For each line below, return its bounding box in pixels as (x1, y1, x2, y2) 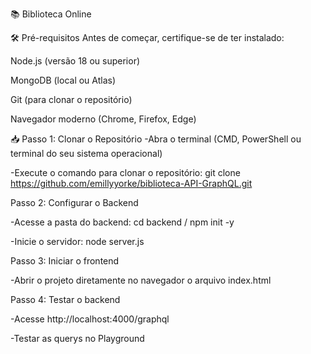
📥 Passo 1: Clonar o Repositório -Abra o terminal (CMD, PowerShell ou (10, 133, 302, 145)
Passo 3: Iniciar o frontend (10, 255, 120, 267)
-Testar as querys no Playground (10, 333, 145, 344)
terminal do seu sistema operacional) (10, 148, 163, 159)
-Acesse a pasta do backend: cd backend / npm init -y (10, 216, 235, 228)
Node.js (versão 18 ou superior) (10, 55, 141, 67)
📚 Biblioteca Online (10, 8, 92, 20)
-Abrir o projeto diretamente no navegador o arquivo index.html (10, 274, 272, 286)
